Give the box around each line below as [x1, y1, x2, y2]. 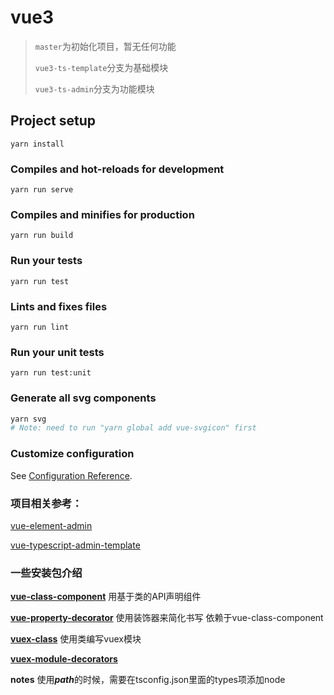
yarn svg [10, 414, 47, 424]
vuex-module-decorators [10, 653, 118, 665]
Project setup [10, 112, 97, 130]
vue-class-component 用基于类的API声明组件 [10, 591, 202, 603]
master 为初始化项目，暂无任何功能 [34, 40, 177, 52]
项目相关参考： [10, 496, 83, 510]
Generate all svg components [10, 391, 157, 405]
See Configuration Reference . [10, 469, 133, 481]
